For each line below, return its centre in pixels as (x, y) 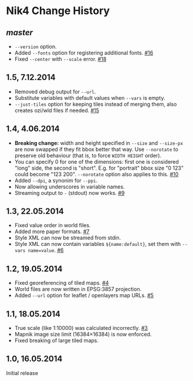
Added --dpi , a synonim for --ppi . (56, 180)
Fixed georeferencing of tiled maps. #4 (62, 283)
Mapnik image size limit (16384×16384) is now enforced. (83, 334)
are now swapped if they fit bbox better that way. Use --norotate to (97, 149)
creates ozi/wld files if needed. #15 (57, 110)
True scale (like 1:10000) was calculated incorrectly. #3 (81, 328)
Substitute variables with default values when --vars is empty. (90, 97)
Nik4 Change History (58, 11)
